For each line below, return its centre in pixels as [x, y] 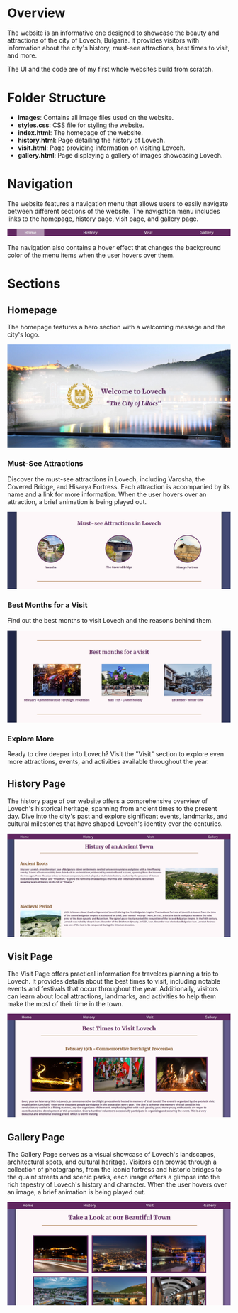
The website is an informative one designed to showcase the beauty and [113, 33]
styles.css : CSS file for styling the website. [81, 125]
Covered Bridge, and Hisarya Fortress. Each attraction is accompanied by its [119, 486]
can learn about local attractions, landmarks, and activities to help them [112, 996]
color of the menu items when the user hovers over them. [91, 255]
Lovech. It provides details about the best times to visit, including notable [114, 981]
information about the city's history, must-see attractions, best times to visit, [119, 48]
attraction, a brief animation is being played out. [77, 501]
